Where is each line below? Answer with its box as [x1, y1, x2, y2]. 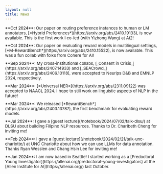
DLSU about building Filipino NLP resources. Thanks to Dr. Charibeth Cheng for [5, 124, 157, 129]
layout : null [5, 7, 32, 12]
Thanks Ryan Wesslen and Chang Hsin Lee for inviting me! [5, 146, 117, 152]
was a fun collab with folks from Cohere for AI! [5, 52, 94, 58]
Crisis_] [120, 61, 135, 66]
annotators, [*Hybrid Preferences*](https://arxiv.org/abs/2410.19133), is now [5, 30, 152, 36]
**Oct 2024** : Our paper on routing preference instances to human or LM [5, 25, 149, 31]
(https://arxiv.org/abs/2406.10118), [5, 71, 71, 76]
